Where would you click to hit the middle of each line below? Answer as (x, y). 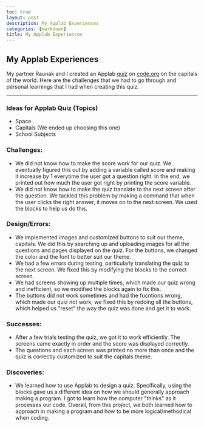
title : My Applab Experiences (45, 35)
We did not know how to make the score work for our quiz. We (93, 163)
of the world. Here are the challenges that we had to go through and (91, 80)
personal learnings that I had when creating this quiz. (73, 86)
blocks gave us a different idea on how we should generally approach (102, 392)
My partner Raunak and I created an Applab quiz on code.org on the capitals (102, 73)
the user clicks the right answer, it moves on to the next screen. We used (106, 202)
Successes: (24, 324)
